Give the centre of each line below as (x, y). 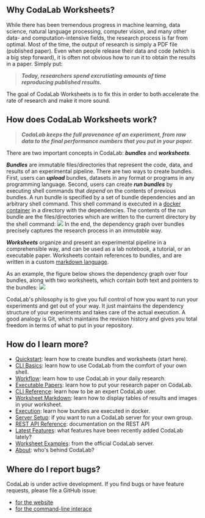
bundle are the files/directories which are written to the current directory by (101, 216)
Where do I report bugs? (53, 469)
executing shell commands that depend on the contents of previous (91, 191)
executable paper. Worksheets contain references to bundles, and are (94, 255)
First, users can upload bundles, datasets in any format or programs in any (100, 177)
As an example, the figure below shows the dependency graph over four (97, 273)
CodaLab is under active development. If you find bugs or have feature (95, 484)
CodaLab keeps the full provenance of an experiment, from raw (104, 135)
